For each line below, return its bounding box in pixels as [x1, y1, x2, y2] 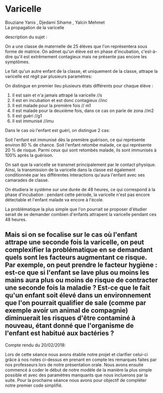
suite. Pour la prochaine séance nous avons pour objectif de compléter [5, 377, 147, 383]
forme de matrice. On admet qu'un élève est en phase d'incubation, [5, 49, 140, 54]
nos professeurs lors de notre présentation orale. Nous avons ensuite [5, 361, 144, 367]
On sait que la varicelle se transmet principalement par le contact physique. [5, 162, 156, 167]
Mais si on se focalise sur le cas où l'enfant [5, 230, 137, 239]
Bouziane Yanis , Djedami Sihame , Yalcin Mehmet [5, 19, 105, 25]
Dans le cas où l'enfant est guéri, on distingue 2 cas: [5, 127, 110, 133]
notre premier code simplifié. [5, 382, 63, 388]
